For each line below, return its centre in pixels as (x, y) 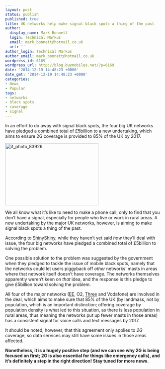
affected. (14, 341)
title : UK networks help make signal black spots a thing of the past (80, 24)
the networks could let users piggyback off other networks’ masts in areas (81, 269)
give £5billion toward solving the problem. (48, 284)
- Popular (15, 88)
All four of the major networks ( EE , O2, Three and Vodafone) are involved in (82, 294)
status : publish (22, 14)
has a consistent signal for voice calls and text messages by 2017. (73, 320)
